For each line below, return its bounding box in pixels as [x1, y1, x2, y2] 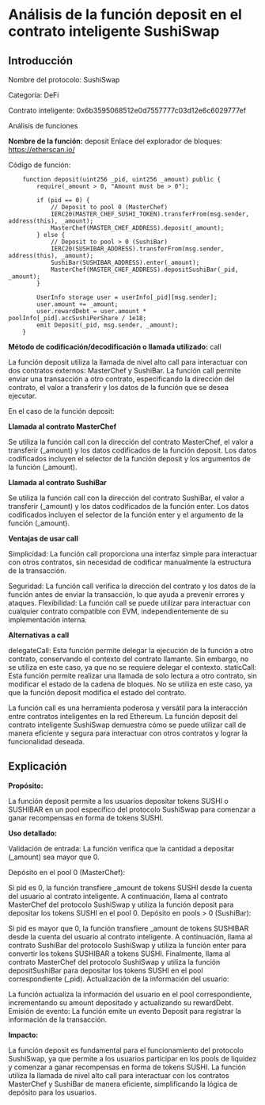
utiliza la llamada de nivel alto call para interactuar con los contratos [8, 1070, 229, 1080]
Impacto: [8, 1030, 39, 1039]
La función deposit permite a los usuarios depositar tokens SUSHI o [8, 796, 229, 805]
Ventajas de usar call [8, 533, 79, 543]
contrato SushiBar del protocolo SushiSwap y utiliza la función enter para [8, 940, 247, 950]
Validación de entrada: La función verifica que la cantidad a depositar [8, 843, 235, 853]
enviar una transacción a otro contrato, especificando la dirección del [8, 374, 235, 384]
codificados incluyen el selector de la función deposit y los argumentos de [8, 454, 252, 463]
